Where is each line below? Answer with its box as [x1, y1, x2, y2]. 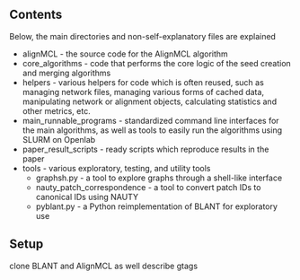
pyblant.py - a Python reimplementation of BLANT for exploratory [35, 201, 278, 212]
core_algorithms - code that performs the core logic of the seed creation [22, 57, 292, 68]
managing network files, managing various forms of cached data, [22, 86, 265, 97]
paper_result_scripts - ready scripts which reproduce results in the [22, 144, 269, 154]
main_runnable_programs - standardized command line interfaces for [22, 115, 280, 126]
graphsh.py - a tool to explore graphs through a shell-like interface [35, 172, 283, 183]
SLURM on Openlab [22, 134, 96, 144]
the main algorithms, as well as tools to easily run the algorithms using [22, 125, 283, 136]
